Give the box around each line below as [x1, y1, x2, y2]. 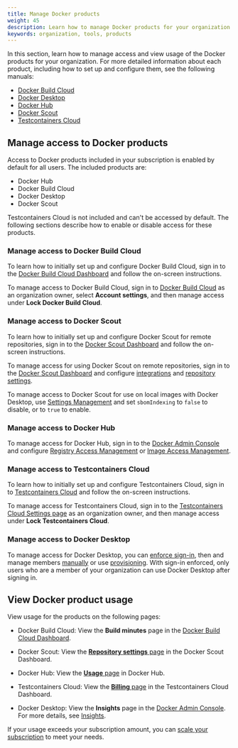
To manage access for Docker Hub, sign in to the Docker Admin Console [7, 439, 220, 447]
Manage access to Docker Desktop [7, 534, 131, 544]
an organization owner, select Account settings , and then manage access [7, 291, 225, 299]
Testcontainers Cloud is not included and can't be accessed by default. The [7, 214, 229, 222]
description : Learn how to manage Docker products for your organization [7, 23, 231, 31]
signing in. [7, 573, 38, 582]
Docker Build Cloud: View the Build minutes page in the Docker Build [17, 626, 220, 635]
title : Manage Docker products [7, 10, 100, 18]
